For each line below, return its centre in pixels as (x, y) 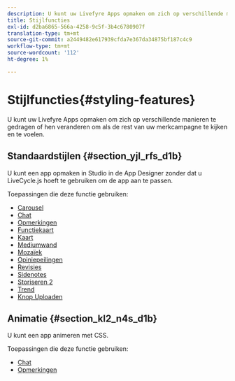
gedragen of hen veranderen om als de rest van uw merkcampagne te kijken (117, 127)
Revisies (29, 267)
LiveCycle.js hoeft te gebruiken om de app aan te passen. (90, 180)
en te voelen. (26, 134)
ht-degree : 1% (28, 59)
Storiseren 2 (35, 282)
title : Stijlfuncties (39, 20)
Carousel (30, 208)
